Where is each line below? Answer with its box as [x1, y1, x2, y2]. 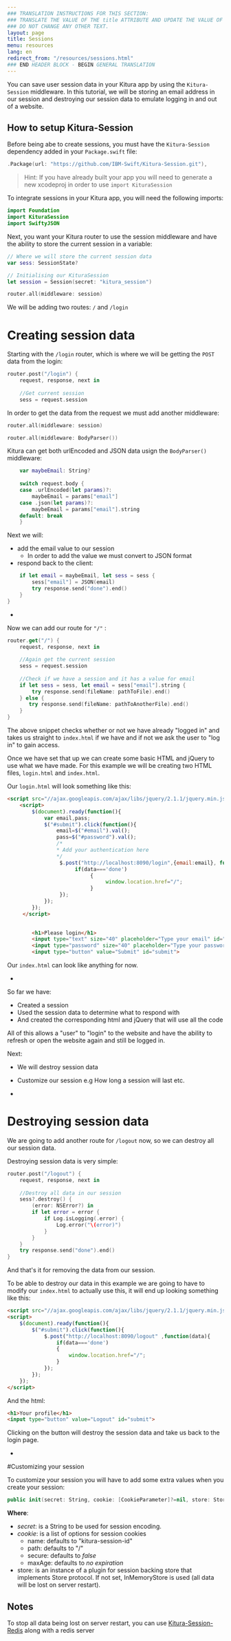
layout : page [7, 29, 45, 36]
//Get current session [19, 389, 85, 396]
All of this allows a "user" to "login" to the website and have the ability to [7, 1029, 213, 1037]
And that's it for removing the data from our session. [7, 1266, 156, 1274]
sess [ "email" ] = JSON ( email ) [32, 579, 115, 586]
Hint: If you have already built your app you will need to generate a [23, 173, 213, 182]
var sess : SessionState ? [7, 259, 78, 266]
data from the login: [7, 357, 63, 365]
